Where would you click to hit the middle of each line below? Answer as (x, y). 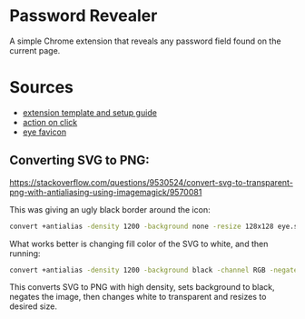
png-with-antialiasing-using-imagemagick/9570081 (106, 192)
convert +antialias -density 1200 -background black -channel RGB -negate (154, 270)
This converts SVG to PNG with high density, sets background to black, (142, 287)
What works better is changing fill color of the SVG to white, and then (139, 244)
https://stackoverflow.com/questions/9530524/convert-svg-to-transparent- (151, 182)
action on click (50, 122)
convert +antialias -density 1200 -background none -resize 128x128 (142, 226)
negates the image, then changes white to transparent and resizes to (138, 297)
